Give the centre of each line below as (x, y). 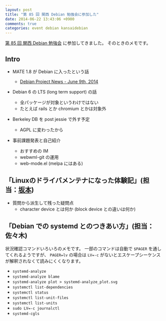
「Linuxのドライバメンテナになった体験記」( (74, 180)
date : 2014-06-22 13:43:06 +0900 (40, 19)
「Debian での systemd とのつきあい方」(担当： (80, 226)
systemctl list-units (35, 303)
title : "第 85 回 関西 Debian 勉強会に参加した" (52, 14)
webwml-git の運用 (39, 157)
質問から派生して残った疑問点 (43, 203)
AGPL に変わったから (42, 129)
